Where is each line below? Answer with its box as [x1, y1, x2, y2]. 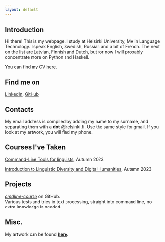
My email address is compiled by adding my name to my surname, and [5, 119, 149, 125]
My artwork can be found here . [5, 231, 69, 237]
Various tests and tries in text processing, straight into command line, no [5, 198, 152, 205]
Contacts [5, 105, 34, 114]
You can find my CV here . [5, 64, 57, 69]
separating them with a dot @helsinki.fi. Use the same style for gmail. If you [5, 124, 159, 130]
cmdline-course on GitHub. [5, 193, 61, 199]
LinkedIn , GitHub [5, 91, 39, 97]
